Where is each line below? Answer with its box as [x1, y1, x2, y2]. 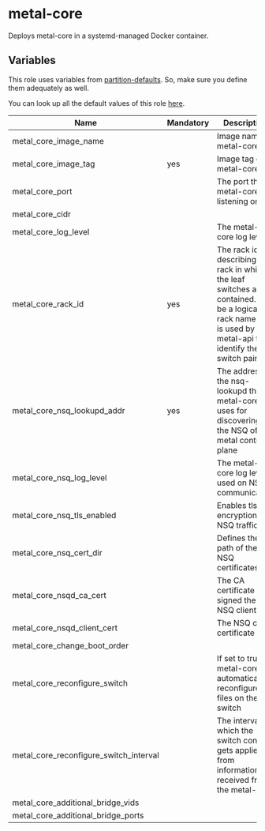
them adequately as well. [8, 83, 89, 92]
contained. [216, 293, 256, 304]
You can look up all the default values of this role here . [8, 98, 185, 107]
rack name [216, 313, 256, 324]
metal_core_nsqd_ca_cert [12, 589, 106, 600]
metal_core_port [12, 186, 73, 197]
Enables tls [216, 499, 258, 510]
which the [216, 724, 254, 735]
